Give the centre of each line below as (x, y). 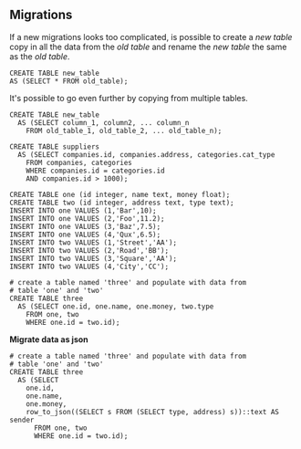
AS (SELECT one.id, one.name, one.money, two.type (116, 306)
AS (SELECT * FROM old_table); (69, 81)
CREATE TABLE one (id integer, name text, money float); (120, 194)
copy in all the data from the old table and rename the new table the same (148, 47)
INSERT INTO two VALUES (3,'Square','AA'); (93, 258)
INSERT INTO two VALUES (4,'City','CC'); (89, 266)
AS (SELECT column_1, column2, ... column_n (104, 122)
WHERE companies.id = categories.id (96, 171)
